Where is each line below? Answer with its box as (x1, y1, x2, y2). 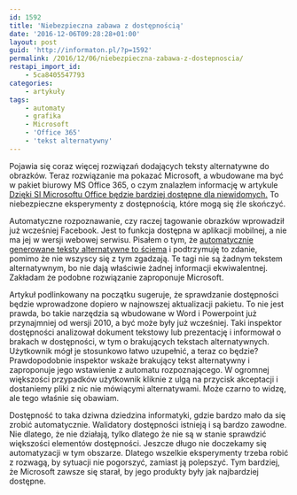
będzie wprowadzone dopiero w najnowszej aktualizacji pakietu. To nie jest (9, 298, 285, 309)
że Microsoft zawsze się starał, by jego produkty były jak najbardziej (9, 466, 259, 476)
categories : (9, 79, 53, 88)
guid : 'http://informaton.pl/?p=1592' (9, 46, 152, 55)
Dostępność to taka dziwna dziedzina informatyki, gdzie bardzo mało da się (9, 409, 286, 421)
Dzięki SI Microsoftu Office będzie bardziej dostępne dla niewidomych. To (9, 189, 279, 199)
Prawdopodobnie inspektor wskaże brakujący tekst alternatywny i (9, 355, 250, 366)
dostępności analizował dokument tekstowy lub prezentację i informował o (9, 327, 282, 337)
